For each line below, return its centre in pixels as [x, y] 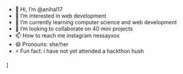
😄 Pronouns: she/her [42, 44]
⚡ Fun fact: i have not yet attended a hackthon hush [79, 51]
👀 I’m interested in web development [61, 16]
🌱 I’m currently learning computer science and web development [96, 22]
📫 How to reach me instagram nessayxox [67, 35]
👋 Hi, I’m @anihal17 [39, 9]
